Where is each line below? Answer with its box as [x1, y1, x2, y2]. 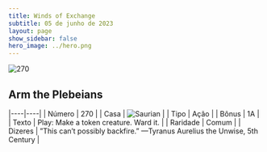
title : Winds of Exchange [8, 11, 95, 20]
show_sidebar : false [8, 34, 78, 43]
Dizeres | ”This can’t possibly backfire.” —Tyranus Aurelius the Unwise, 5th [8, 126, 258, 136]
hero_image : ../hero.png [8, 42, 92, 50]
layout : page [8, 27, 52, 35]
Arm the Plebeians [8, 87, 103, 101]
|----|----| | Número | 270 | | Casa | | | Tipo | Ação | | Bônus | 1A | [8, 108, 260, 118]
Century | [8, 134, 40, 144]
